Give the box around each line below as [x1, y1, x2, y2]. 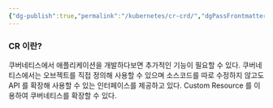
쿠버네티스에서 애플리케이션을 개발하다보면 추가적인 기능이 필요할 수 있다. [8, 60, 241, 70]
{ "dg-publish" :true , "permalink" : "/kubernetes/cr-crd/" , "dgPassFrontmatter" [8, 11, 271, 20]
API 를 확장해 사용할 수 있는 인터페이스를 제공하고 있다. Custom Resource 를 [8, 80, 253, 90]
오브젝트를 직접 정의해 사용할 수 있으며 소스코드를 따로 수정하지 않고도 [43, 70, 265, 80]
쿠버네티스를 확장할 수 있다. [29, 90, 117, 100]
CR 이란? [8, 40, 42, 51]
